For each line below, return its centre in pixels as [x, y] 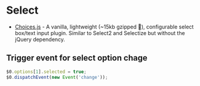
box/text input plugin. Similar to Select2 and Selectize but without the [100, 33]
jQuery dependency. [40, 39]
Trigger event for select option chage [77, 58]
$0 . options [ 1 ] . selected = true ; [46, 72]
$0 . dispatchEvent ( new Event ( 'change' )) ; [57, 77]
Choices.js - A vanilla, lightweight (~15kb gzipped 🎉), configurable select [104, 27]
